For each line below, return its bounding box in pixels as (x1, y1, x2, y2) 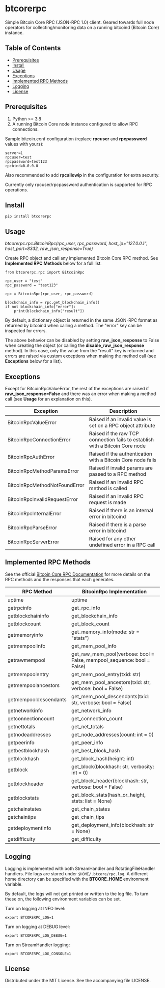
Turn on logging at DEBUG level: (5, 924, 70, 929)
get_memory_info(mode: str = (71, 628, 140, 635)
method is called (89, 485, 128, 492)
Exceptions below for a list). (5, 358, 62, 364)
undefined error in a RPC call (89, 542, 156, 548)
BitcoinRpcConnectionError (7, 436, 71, 443)
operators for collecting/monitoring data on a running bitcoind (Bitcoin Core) (5, 24, 160, 30)
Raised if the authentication (89, 451, 152, 457)
